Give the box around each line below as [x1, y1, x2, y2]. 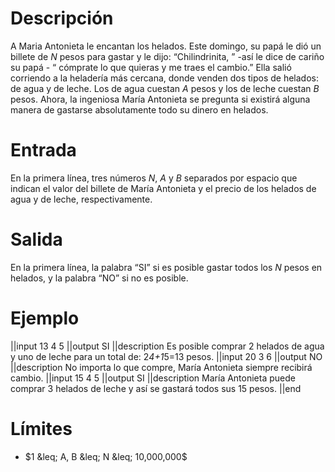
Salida [10, 228, 63, 251]
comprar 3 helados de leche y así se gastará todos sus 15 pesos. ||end [10, 382, 302, 394]
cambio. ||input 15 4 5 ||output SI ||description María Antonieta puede [10, 372, 296, 384]
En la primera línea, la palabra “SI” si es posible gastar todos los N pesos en [10, 261, 323, 273]
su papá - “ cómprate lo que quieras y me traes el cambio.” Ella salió [10, 61, 292, 73]
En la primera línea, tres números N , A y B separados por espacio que [10, 172, 298, 184]
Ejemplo [10, 307, 80, 329]
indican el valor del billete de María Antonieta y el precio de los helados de [10, 182, 317, 194]
